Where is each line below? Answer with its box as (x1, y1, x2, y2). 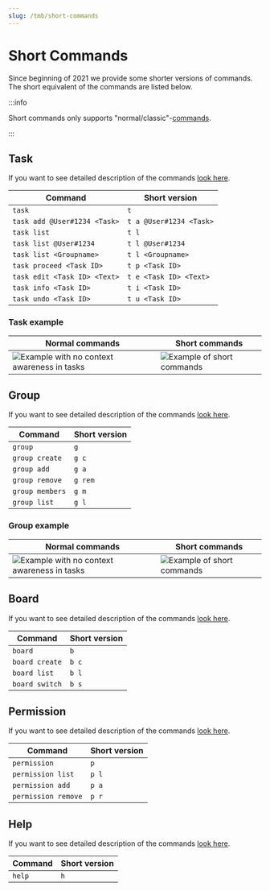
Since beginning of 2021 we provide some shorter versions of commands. (8, 73, 253, 83)
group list (12, 498, 54, 508)
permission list (12, 770, 75, 779)
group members (12, 487, 67, 496)
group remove (12, 476, 63, 485)
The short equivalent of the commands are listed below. (8, 81, 193, 91)
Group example (8, 520, 70, 532)
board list (12, 668, 54, 678)
